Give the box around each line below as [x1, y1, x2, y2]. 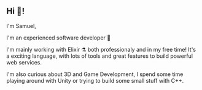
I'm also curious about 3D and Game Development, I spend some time [6, 71, 184, 78]
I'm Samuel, [6, 22, 37, 29]
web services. [6, 58, 42, 66]
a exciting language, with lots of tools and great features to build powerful [6, 52, 193, 60]
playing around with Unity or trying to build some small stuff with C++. [6, 77, 184, 84]
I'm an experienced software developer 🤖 [6, 34, 111, 41]
